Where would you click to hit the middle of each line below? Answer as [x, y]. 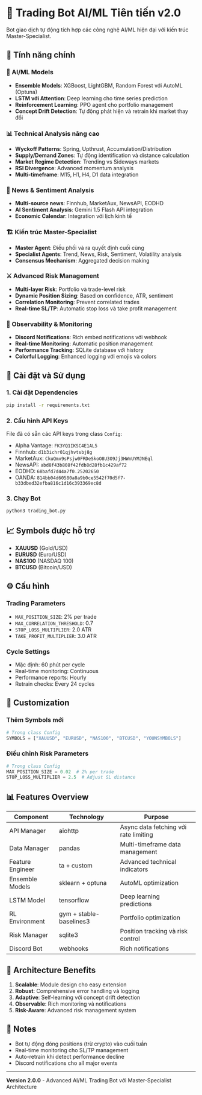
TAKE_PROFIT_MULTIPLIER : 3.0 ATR [56, 636]
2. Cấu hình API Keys [37, 421]
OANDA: [25, 477]
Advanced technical [148, 862]
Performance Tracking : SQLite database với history [79, 350]
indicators [134, 869]
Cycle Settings [28, 651]
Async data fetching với [153, 827]
